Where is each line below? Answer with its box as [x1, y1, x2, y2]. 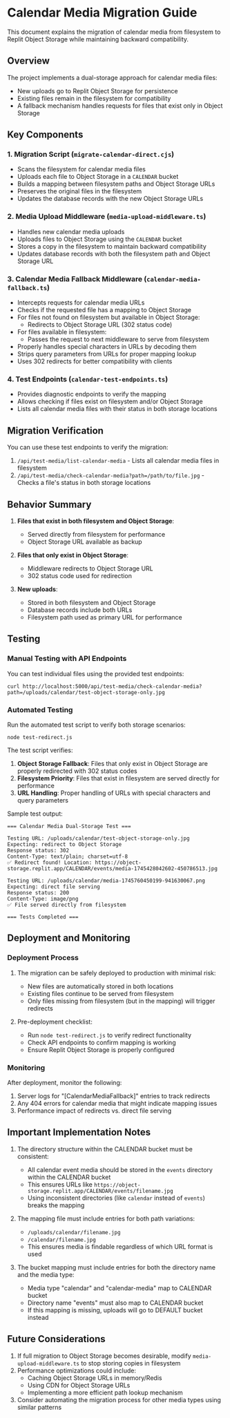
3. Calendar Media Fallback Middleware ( [7, 274, 147, 284]
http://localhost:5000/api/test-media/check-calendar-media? [22, 682, 202, 690]
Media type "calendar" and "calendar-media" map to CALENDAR [27, 1283, 212, 1292]
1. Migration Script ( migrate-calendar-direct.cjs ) [7, 150, 175, 160]
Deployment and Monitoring [7, 932, 131, 944]
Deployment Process [7, 953, 79, 963]
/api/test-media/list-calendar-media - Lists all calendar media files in [17, 457, 220, 465]
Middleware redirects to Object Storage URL [27, 564, 153, 573]
